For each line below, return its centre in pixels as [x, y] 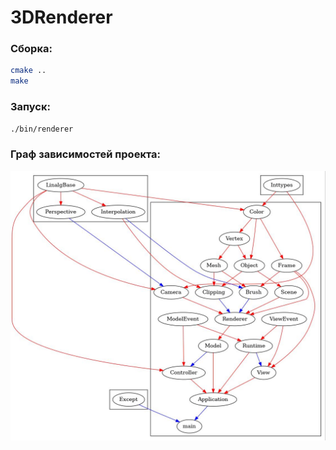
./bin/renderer [42, 129]
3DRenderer [61, 17]
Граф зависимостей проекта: [86, 154]
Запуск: [30, 107]
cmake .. [28, 71]
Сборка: [31, 49]
